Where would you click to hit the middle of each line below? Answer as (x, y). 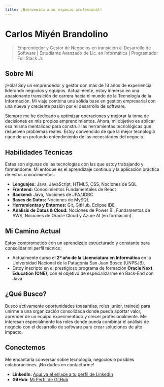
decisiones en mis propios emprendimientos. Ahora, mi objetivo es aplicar (80, 121)
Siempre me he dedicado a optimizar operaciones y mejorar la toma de (77, 116)
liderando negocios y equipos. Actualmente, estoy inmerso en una (72, 91)
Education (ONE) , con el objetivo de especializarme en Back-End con (83, 273)
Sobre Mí (19, 74)
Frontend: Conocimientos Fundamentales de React (64, 190)
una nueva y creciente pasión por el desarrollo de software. (66, 106)
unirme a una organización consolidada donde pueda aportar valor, (73, 311)
